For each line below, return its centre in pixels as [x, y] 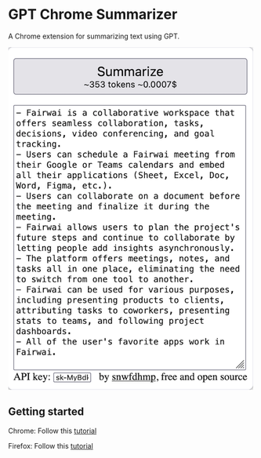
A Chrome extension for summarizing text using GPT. [94, 36]
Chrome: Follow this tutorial [53, 431]
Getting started [46, 412]
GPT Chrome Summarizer [93, 15]
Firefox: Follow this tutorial [51, 445]
